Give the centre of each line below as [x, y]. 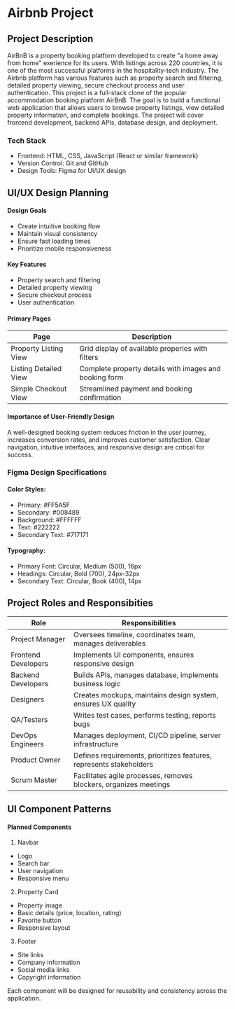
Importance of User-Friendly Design [61, 416]
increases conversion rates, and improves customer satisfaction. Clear [109, 440]
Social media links [43, 970]
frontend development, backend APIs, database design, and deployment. [113, 123]
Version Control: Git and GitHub [63, 163]
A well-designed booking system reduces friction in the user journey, [107, 432]
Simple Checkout [39, 389]
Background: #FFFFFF [49, 520]
